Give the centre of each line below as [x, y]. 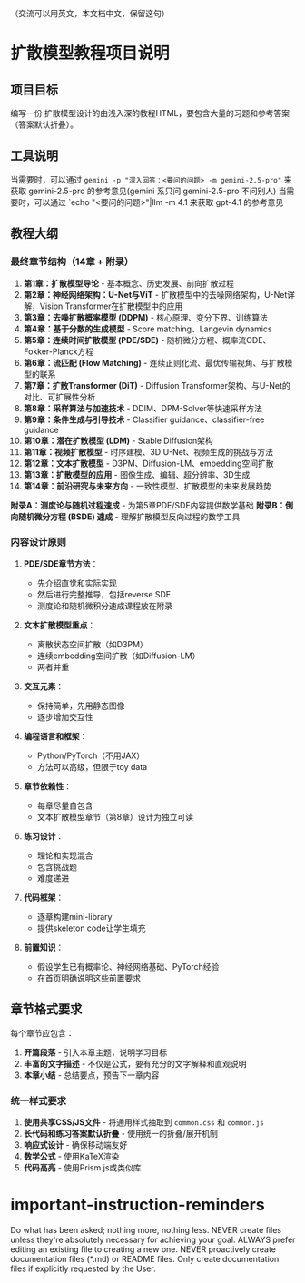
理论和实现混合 [65, 855]
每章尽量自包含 [65, 805]
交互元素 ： [44, 686]
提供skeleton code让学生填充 [91, 928]
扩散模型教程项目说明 [90, 54]
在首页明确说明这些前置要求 [89, 978]
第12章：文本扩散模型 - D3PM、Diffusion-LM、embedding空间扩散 [148, 463]
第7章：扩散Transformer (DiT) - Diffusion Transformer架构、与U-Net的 [157, 385]
